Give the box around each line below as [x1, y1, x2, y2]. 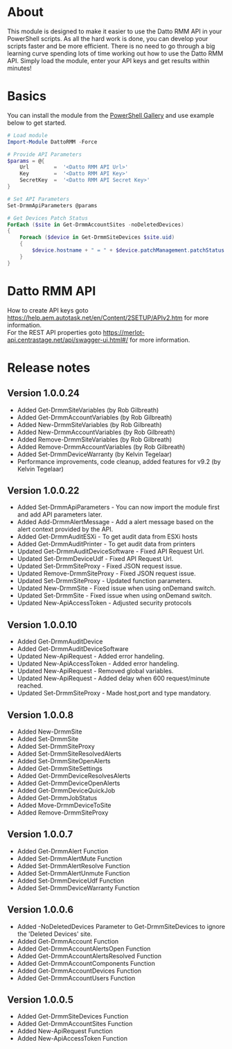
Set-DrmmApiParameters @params [7, 202, 98, 209]
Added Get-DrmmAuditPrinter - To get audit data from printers [17, 540, 196, 548]
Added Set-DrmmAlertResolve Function [17, 861, 130, 870]
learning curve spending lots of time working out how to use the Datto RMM [7, 49, 224, 58]
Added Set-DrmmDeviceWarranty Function [17, 883, 140, 892]
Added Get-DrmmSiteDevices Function [17, 1012, 129, 1021]
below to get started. [7, 119, 67, 127]
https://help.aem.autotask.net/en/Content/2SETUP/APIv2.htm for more [7, 313, 209, 322]
